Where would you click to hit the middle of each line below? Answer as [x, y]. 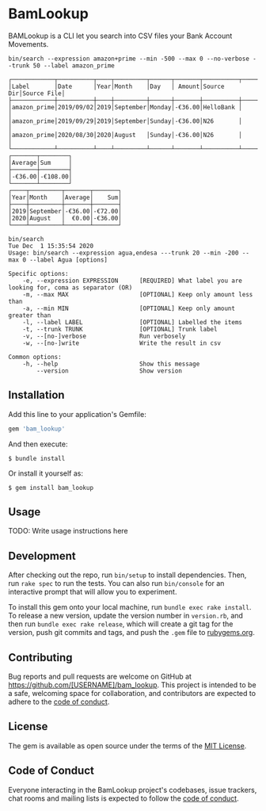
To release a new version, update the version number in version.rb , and [126, 616]
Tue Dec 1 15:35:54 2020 [51, 246]
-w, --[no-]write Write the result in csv [122, 343]
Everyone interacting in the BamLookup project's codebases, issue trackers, [133, 790]
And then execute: [38, 444]
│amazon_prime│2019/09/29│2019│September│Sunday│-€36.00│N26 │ [125, 121]
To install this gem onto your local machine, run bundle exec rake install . [130, 607]
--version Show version [109, 371]
